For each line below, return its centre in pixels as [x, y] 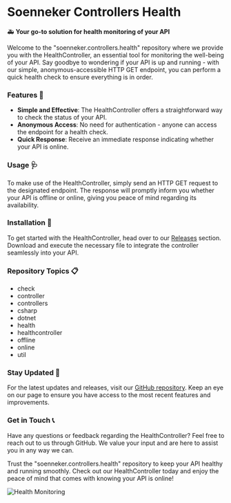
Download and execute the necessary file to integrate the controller [103, 245]
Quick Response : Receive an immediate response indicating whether [115, 140]
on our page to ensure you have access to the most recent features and [109, 395]
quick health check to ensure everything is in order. [80, 77]
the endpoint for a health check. [63, 132]
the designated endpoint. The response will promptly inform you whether [111, 190]
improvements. [28, 403]
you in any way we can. [41, 450]
